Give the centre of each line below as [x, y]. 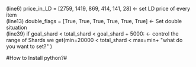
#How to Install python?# [37, 58]
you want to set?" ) [29, 46]
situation [17, 27]
